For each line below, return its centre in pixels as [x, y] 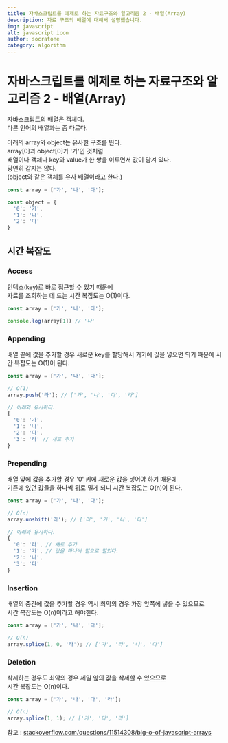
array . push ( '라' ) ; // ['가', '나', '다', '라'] [73, 395]
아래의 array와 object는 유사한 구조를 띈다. [65, 142]
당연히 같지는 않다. [32, 168]
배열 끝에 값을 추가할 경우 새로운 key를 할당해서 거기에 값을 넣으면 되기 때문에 [111, 354]
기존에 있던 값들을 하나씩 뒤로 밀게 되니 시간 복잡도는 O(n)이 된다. [95, 487]
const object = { [32, 202]
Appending [26, 338]
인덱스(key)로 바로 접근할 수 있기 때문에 [60, 287]
